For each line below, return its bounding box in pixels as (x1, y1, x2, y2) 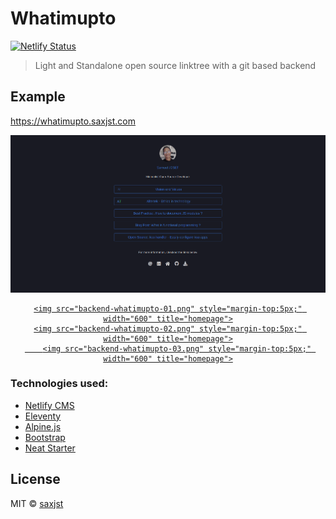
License (10, 471, 61, 488)
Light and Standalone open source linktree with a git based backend (34, 59, 317, 71)
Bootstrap (24, 431, 66, 443)
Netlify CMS (24, 399, 75, 411)
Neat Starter (24, 442, 76, 454)
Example (10, 88, 66, 106)
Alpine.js (24, 420, 62, 432)
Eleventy (24, 410, 62, 422)
